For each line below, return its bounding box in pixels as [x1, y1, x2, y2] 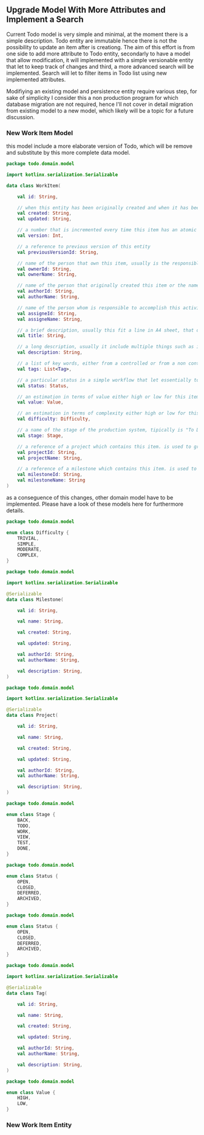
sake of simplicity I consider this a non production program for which [6, 94, 179, 101]
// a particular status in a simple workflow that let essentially [17, 377, 191, 383]
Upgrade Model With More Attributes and [6, 5, 166, 15]
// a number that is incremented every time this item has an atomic [17, 227, 197, 233]
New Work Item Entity [6, 1121, 72, 1130]
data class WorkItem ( [6, 183, 61, 189]
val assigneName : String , [17, 316, 83, 322]
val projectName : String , [17, 455, 83, 461]
